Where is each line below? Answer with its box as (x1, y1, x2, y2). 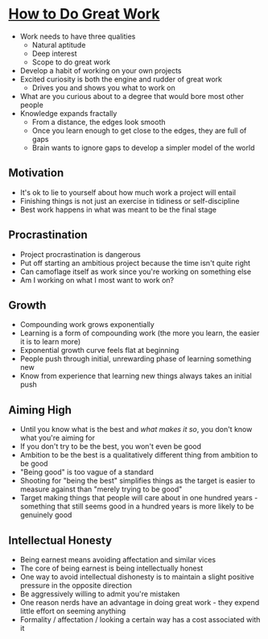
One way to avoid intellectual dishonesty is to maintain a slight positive (19, 572, 255, 581)
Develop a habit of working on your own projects (19, 65, 183, 75)
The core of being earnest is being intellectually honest (19, 563, 204, 573)
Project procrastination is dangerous (19, 249, 141, 259)
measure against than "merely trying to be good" (19, 484, 183, 494)
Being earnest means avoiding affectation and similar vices (19, 555, 216, 564)
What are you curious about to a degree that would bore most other (19, 91, 244, 101)
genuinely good (19, 510, 72, 520)
